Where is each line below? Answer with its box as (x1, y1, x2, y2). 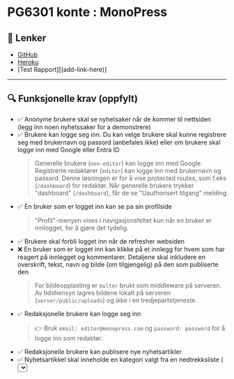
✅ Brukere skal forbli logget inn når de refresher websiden (17, 237, 185, 245)
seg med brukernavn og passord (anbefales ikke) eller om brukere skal (17, 138, 221, 147)
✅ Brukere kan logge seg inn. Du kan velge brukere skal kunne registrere (17, 130, 226, 138)
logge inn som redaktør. (34, 334, 103, 342)
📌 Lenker (7, 32, 47, 44)
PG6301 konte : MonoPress (7, 4, 168, 20)
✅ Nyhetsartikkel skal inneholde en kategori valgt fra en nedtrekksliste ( (17, 355, 224, 364)
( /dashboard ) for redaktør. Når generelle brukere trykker (34, 181, 194, 189)
